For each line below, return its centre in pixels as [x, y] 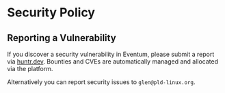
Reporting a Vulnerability [62, 38]
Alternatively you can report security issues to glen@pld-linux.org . [101, 82]
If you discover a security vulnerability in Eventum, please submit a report [111, 54]
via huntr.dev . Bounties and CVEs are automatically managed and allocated [113, 62]
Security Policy [51, 13]
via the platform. [30, 69]
